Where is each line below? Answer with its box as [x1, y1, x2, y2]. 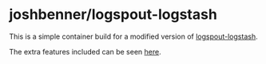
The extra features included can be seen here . [9, 47, 162, 56]
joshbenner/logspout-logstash [9, 6, 218, 24]
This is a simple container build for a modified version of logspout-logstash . [9, 32, 258, 41]
